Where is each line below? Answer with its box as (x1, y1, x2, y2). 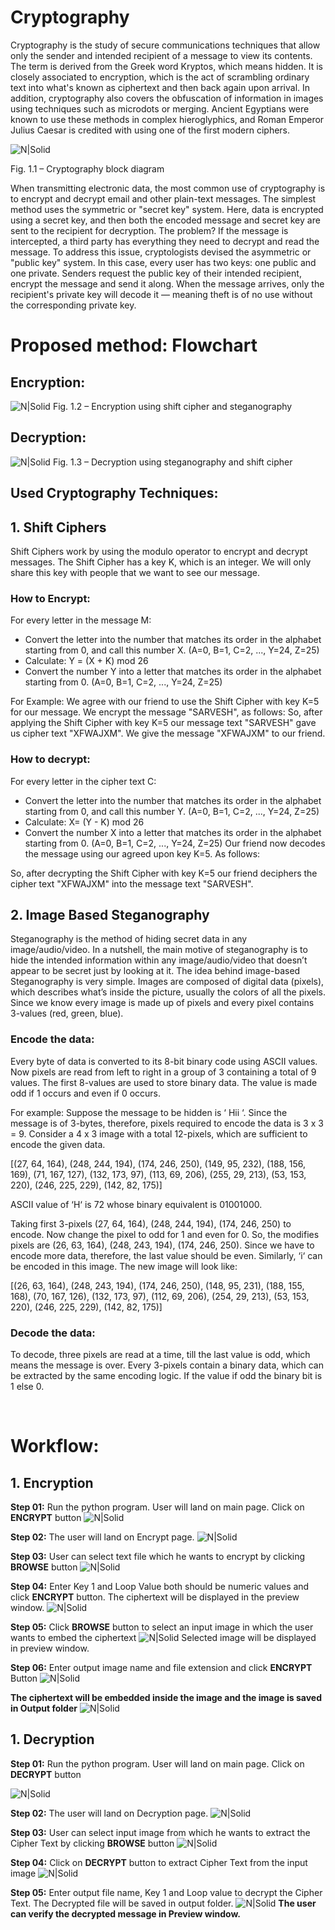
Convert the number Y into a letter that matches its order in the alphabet (24, 666, 322, 678)
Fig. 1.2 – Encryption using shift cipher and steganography (52, 400, 293, 412)
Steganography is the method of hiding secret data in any (10, 933, 248, 945)
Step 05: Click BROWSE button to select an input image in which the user (10, 1621, 314, 1633)
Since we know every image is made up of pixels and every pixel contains (10, 997, 315, 1009)
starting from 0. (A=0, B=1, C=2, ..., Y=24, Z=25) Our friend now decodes (24, 837, 326, 849)
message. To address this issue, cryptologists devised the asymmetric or (10, 246, 312, 258)
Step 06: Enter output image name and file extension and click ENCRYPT (10, 1661, 313, 1673)
